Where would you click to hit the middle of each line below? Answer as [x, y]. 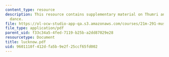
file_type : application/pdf [35, 28]
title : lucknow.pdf [26, 42]
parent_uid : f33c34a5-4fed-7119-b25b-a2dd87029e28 [59, 33]
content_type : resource [30, 10]
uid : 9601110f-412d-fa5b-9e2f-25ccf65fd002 [52, 47]
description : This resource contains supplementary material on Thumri [82, 14]
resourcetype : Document [30, 38]
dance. [17, 19]
